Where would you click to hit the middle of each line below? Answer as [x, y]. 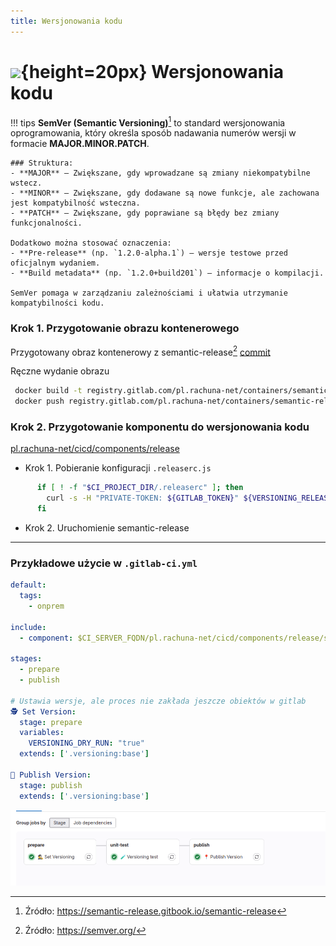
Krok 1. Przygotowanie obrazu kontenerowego [125, 328]
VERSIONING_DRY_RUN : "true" [86, 743]
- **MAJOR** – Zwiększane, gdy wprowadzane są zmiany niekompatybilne [160, 173]
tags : [31, 596]
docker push [39, 401]
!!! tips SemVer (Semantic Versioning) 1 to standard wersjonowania [148, 122]
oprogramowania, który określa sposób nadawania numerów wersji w [153, 133]
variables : [42, 733]
